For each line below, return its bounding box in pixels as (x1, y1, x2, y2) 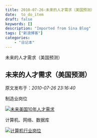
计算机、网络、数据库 (5, 116, 49, 123)
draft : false (5, 17, 33, 22)
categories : (5, 36, 30, 41)
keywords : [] (5, 21, 33, 27)
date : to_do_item (5, 12, 44, 17)
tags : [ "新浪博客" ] (5, 31, 43, 36)
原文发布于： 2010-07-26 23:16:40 (5, 85, 76, 91)
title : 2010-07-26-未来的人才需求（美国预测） (5, 7, 94, 13)
